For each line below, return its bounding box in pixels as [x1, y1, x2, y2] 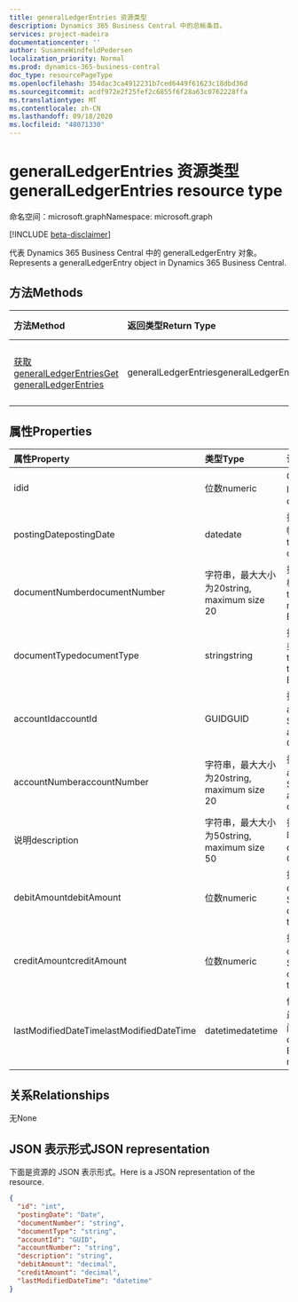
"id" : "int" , [17, 1203, 66, 1211]
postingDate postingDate [13, 528, 115, 540]
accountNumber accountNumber [13, 775, 149, 788]
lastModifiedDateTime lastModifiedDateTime [13, 1024, 197, 1036]
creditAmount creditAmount [13, 954, 127, 966]
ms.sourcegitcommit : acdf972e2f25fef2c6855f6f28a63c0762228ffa [9, 87, 248, 96]
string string [204, 649, 253, 662]
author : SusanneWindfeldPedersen [9, 46, 133, 55]
